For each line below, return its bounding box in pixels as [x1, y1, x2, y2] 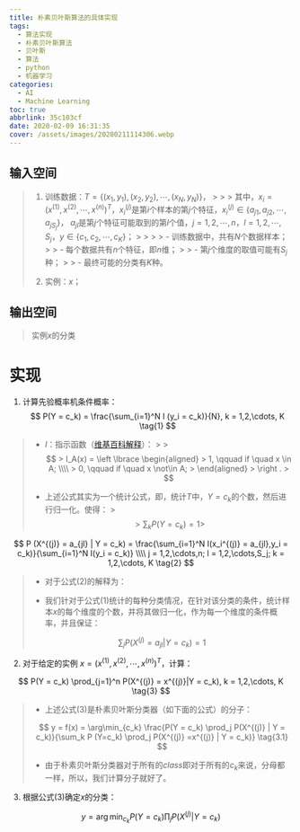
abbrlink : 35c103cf [9, 113, 83, 122]
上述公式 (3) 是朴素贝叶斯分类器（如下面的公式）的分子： [44, 704, 253, 715]
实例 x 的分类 [31, 330, 76, 341]
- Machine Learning [17, 96, 91, 106]
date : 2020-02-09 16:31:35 [9, 122, 110, 131]
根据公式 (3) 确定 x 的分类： [22, 792, 117, 802]
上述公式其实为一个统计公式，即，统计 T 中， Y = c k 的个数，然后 [44, 491, 279, 504]
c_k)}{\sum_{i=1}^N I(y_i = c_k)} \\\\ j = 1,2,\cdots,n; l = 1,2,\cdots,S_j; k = [17, 548, 285, 558]
